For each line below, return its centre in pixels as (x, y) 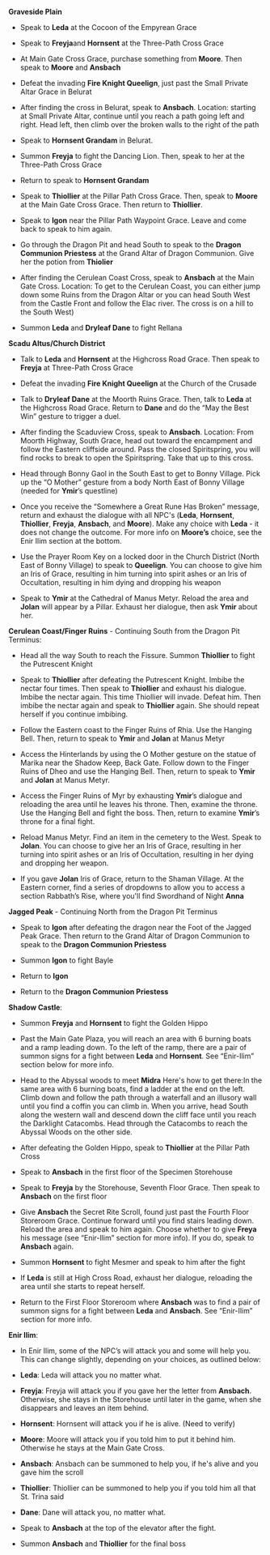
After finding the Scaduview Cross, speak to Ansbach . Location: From (137, 432)
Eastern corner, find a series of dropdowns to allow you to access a (132, 887)
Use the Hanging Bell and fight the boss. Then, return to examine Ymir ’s (140, 813)
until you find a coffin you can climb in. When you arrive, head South (134, 1106)
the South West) (47, 312)
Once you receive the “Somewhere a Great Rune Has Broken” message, (140, 506)
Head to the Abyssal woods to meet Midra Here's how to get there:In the (141, 1080)
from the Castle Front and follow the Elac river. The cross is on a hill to (137, 303)
